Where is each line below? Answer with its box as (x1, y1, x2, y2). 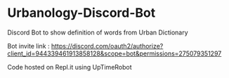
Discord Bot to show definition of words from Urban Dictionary (7, 28, 188, 37)
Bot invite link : (7, 41, 51, 50)
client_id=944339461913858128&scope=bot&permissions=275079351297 (7, 49, 222, 58)
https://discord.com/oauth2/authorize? (51, 41, 164, 50)
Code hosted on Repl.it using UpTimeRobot (7, 63, 132, 71)
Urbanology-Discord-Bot (7, 5, 156, 21)
